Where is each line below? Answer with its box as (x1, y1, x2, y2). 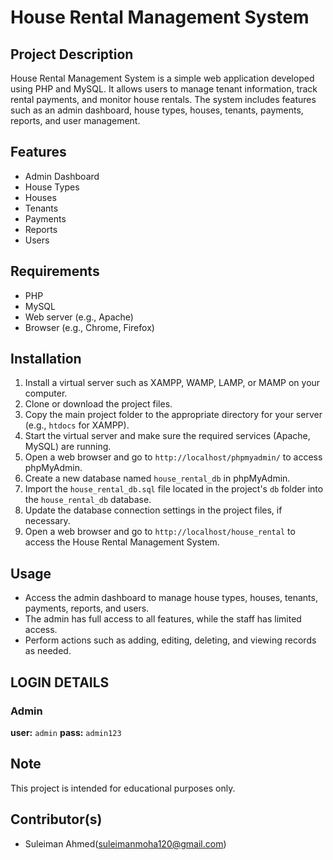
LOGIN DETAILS (10, 674, 110, 691)
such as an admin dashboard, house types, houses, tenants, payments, (10, 104, 304, 116)
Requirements (10, 263, 100, 280)
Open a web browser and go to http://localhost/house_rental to (24, 526, 296, 538)
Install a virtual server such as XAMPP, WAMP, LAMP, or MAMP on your (24, 377, 321, 389)
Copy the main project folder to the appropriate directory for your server (24, 409, 323, 421)
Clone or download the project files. (24, 398, 173, 410)
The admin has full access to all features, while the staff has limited (24, 613, 302, 625)
